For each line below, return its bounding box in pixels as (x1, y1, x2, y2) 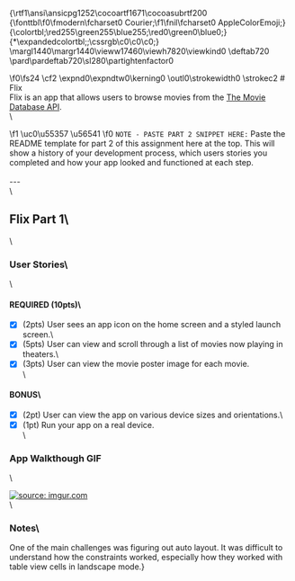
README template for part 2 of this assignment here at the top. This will (9, 139, 276, 148)
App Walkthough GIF (9, 451, 102, 464)
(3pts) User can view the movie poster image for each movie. (22, 359, 250, 370)
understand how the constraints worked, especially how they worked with (9, 552, 283, 563)
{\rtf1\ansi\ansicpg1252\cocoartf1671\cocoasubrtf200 (9, 8, 208, 18)
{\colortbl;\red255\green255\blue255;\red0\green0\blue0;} (9, 27, 228, 37)
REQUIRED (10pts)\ (9, 299, 82, 309)
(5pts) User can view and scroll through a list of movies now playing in (22, 339, 283, 350)
